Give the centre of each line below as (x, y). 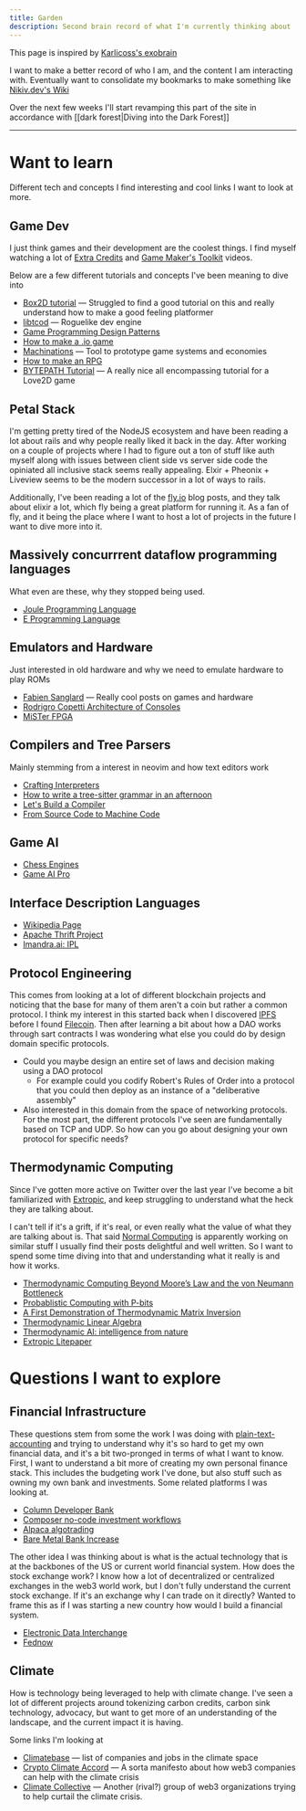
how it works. (35, 1265)
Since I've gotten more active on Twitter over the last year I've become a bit (151, 1189)
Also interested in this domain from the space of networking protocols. (155, 1110)
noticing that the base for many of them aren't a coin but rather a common (149, 1005)
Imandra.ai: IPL (51, 944)
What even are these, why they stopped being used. (107, 591)
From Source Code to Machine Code (92, 814)
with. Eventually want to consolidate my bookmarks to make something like (150, 79)
